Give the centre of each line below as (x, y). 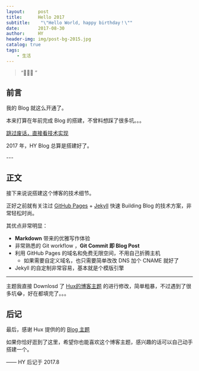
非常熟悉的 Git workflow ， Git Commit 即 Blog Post (77, 246)
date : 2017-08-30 (36, 28)
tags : (13, 50)
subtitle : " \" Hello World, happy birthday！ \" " (70, 23)
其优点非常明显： (27, 226)
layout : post (28, 12)
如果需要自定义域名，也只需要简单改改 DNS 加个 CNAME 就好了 (101, 261)
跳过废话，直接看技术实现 (37, 133)
